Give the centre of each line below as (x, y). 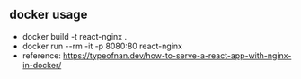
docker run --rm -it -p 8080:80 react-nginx (102, 46)
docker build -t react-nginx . (75, 36)
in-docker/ (42, 65)
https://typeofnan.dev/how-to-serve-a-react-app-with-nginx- (177, 55)
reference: (41, 55)
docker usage (49, 15)
